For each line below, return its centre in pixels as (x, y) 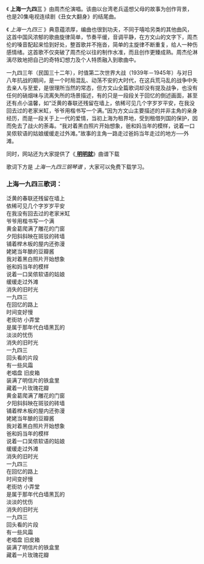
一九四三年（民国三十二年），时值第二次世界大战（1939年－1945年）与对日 (100, 73)
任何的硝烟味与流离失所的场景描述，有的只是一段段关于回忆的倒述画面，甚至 (102, 95)
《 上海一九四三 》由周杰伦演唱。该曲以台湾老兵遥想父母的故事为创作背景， (100, 9)
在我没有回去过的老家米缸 (38, 214)
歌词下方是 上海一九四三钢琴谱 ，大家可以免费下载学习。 (77, 167)
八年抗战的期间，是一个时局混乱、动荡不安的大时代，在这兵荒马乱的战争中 (99, 80)
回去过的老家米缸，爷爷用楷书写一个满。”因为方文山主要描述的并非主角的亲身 (102, 110)
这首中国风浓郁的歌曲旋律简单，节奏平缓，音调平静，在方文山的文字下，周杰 (102, 37)
